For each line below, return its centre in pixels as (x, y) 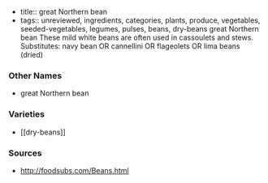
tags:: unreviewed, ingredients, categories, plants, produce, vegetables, (140, 20)
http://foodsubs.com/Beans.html (74, 170)
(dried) (31, 55)
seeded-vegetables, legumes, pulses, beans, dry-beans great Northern (140, 29)
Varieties (26, 114)
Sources (25, 153)
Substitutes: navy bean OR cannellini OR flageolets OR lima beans (130, 46)
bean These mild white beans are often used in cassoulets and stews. (137, 37)
